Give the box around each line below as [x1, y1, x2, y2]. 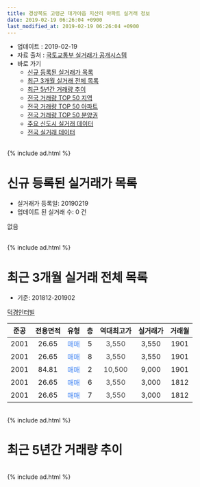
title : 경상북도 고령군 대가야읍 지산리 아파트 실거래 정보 [7, 10, 151, 17]
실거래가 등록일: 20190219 [16, 200, 89, 208]
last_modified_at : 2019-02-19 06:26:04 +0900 [7, 23, 139, 29]
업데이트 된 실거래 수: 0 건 [16, 208, 87, 216]
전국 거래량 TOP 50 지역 [27, 94, 92, 102]
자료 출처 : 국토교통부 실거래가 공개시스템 [16, 51, 127, 59]
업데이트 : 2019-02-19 [16, 43, 77, 51]
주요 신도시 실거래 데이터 [27, 119, 94, 128]
